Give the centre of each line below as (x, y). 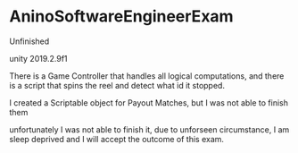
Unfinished (29, 41)
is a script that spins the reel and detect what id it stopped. (117, 85)
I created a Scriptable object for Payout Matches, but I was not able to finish (149, 102)
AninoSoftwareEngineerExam (121, 17)
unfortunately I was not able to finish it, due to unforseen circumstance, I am (149, 129)
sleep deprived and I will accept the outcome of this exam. (117, 139)
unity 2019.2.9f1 (39, 58)
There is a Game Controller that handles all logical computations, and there (147, 76)
